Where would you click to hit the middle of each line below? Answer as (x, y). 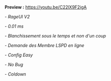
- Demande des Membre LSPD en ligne (45, 45)
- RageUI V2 (17, 17)
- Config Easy (19, 55)
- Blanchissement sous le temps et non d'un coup (55, 36)
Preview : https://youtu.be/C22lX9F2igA (46, 7)
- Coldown (15, 74)
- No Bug (14, 64)
